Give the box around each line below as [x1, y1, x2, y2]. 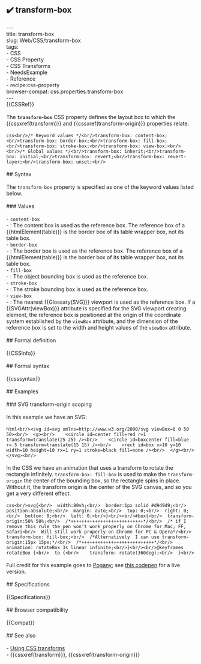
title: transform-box [6, 30, 55, 37]
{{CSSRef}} [6, 100, 35, 108]
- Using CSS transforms [6, 644, 65, 651]
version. [6, 568, 26, 575]
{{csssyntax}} [6, 375, 41, 382]
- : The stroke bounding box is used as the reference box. [6, 285, 149, 293]
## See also [6, 632, 36, 639]
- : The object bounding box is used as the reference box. [6, 272, 149, 280]
